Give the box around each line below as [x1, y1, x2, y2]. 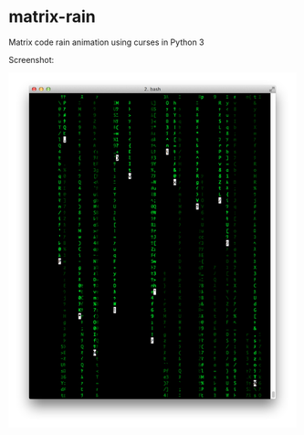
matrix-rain [8, 6, 97, 27]
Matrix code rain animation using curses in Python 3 [8, 37, 204, 48]
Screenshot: [8, 54, 55, 65]
